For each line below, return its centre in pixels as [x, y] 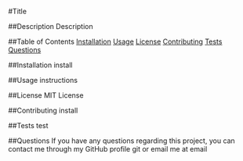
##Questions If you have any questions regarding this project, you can [121, 141]
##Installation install [40, 65]
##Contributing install [43, 110]
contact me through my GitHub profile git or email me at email [108, 149]
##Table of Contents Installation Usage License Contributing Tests [115, 41]
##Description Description [51, 26]
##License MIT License [46, 95]
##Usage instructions [43, 80]
